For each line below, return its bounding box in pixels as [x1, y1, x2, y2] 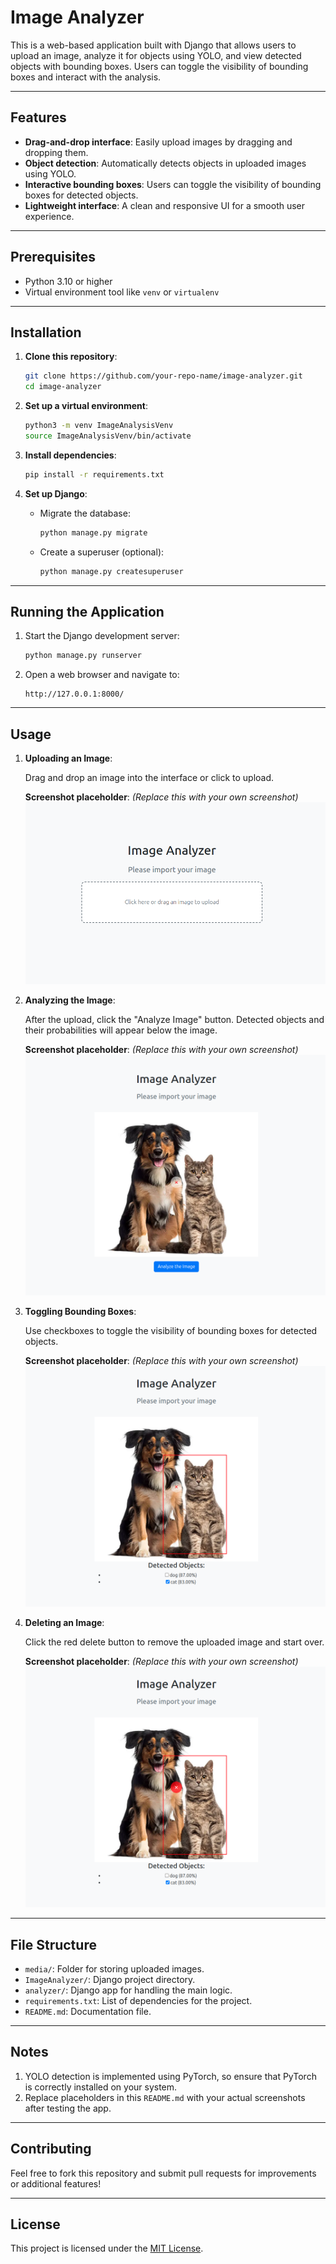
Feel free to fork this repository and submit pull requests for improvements [10, 2167, 317, 2179]
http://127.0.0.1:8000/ [24, 689, 125, 700]
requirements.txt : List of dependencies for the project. [24, 1994, 253, 2006]
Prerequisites [10, 249, 96, 266]
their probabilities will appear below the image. [24, 1024, 218, 1036]
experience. [24, 210, 75, 222]
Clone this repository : [24, 351, 118, 363]
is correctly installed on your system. [24, 2081, 178, 2093]
